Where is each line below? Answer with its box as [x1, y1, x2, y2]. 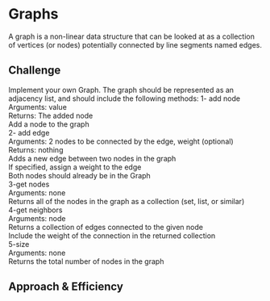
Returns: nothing [8, 144, 64, 154]
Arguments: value [8, 102, 67, 111]
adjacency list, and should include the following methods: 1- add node [8, 94, 240, 103]
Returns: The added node [8, 111, 93, 120]
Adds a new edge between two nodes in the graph [8, 153, 177, 163]
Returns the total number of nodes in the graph [8, 256, 164, 266]
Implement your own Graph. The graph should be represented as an [8, 85, 235, 94]
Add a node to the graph [8, 119, 90, 129]
